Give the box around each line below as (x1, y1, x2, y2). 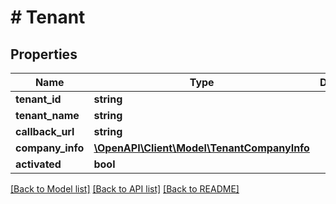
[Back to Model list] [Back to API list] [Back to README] (10, 183, 240, 195)
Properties (10, 46, 78, 63)
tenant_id (15, 92, 62, 106)
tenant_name (15, 109, 80, 122)
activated (15, 157, 62, 171)
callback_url (15, 125, 75, 138)
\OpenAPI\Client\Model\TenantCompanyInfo (93, 141, 310, 155)
